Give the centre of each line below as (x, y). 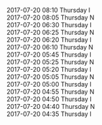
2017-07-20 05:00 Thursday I (49, 84)
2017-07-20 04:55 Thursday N (51, 91)
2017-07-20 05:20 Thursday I (49, 69)
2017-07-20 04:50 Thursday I (49, 99)
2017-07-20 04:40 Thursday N (51, 106)
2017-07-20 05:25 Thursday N (50, 62)
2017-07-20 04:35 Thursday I (49, 114)
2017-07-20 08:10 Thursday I (49, 10)
